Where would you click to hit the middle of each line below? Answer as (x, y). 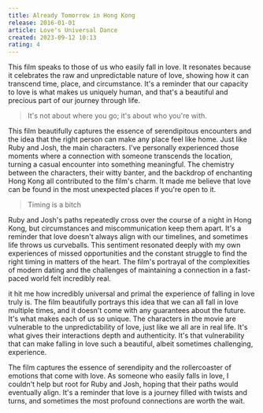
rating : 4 (24, 45)
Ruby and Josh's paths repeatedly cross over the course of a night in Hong (130, 220)
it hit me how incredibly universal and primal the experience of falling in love (131, 294)
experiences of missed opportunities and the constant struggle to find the (128, 253)
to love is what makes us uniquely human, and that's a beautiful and (118, 92)
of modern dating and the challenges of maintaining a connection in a (121, 270)
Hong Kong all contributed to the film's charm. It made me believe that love (130, 181)
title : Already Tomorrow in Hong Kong (72, 15)
